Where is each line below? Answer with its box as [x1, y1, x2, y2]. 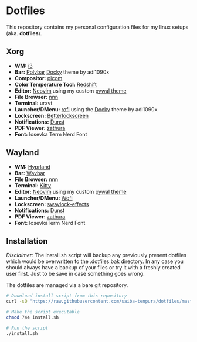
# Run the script [6, 325, 49, 331]
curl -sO [6, 299, 28, 305]
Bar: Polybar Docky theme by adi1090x [14, 69, 110, 76]
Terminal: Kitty [14, 182, 52, 189]
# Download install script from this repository [6, 293, 127, 299]
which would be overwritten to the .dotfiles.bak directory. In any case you [6, 258, 184, 265]
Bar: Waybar [14, 169, 46, 176]
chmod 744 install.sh [6, 314, 59, 320]
